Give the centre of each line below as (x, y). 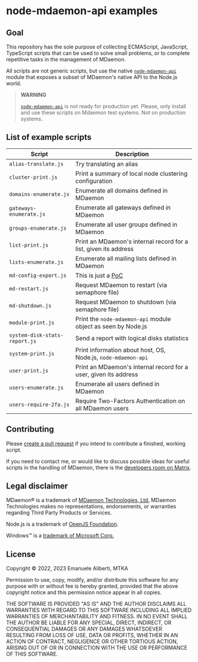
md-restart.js (29, 288)
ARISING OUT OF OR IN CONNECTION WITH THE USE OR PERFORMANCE (97, 648)
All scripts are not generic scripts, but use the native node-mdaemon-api (91, 71)
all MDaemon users (102, 408)
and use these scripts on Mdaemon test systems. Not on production (103, 112)
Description (132, 154)
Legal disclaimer (37, 486)
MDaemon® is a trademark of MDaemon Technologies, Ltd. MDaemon (91, 500)
